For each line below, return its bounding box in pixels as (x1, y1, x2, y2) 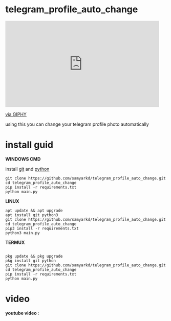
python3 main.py (5, 230, 40, 236)
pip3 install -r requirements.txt (5, 226, 79, 231)
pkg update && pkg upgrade (5, 254, 63, 259)
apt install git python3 (5, 212, 58, 218)
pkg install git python (5, 258, 56, 263)
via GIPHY (5, 111, 27, 117)
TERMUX (5, 239, 25, 245)
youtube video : (5, 310, 39, 316)
